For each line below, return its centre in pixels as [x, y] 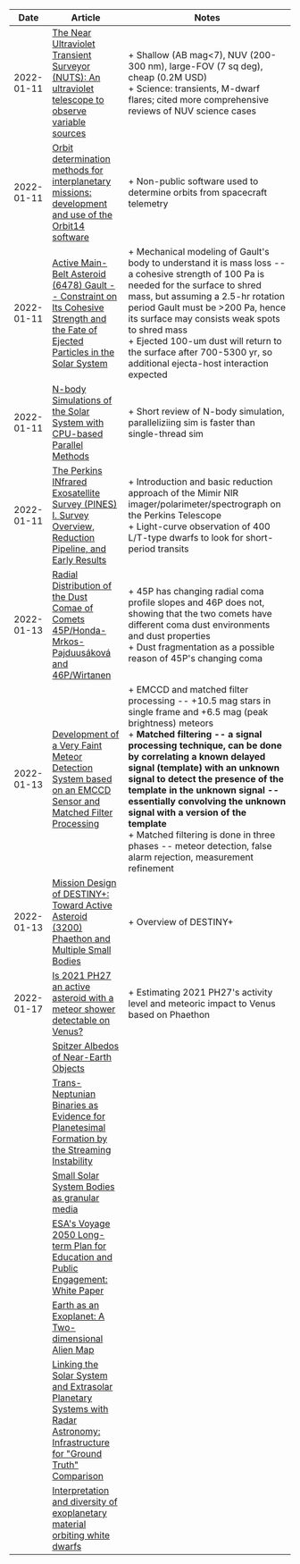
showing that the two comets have [200, 614]
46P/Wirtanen [82, 675]
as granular [76, 1198]
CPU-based [78, 434]
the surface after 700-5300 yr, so [200, 352]
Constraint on [89, 296]
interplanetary [82, 181]
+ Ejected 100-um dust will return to [205, 341]
